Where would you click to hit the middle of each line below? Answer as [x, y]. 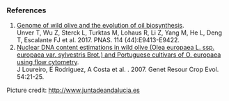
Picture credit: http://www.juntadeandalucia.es [73, 90]
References [26, 10]
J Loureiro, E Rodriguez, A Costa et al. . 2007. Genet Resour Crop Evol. [118, 70]
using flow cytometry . [48, 62]
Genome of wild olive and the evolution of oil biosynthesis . [101, 26]
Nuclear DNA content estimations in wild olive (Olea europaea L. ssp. [116, 48]
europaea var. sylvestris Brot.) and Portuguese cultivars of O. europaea [119, 55]
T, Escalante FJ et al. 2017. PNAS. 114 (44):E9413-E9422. [98, 40]
